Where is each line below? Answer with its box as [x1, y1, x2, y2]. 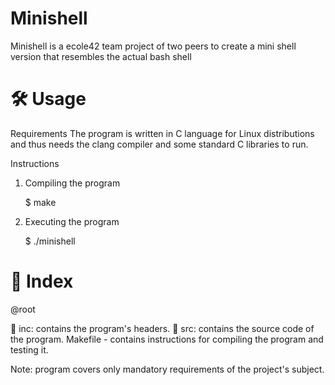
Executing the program [24, 215, 120, 227]
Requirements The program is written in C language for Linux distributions [10, 127, 315, 139]
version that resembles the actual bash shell [10, 50, 192, 62]
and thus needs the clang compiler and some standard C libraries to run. [10, 138, 309, 150]
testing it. [10, 343, 49, 356]
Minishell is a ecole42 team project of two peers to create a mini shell [10, 40, 297, 52]
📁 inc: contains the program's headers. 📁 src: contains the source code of [10, 322, 315, 334]
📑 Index [10, 270, 74, 293]
